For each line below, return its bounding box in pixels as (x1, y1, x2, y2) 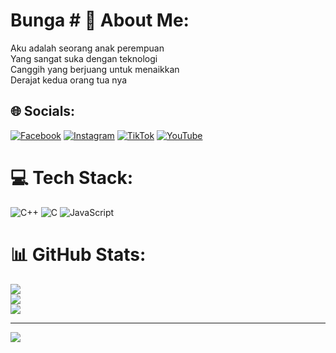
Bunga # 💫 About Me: (10, 9, 190, 32)
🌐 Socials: (10, 103, 76, 120)
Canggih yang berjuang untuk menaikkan (10, 63, 180, 75)
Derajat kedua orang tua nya (10, 74, 128, 86)
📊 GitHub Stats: (10, 243, 147, 266)
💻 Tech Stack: (10, 166, 134, 189)
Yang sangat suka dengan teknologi (10, 52, 158, 64)
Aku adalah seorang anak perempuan (10, 42, 165, 54)
